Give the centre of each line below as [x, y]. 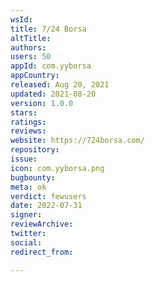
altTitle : [31, 38]
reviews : [28, 131]
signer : [26, 215]
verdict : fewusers [48, 196]
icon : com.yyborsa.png [57, 168]
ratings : [28, 122]
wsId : [21, 19]
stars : [24, 112]
